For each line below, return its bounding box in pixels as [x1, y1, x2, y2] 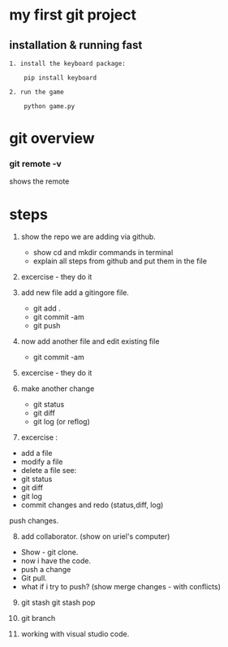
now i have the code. [20, 556, 92, 566]
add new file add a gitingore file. [20, 288, 129, 297]
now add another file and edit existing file [20, 337, 160, 346]
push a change [20, 565, 71, 575]
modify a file [20, 457, 63, 467]
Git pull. [20, 573, 47, 583]
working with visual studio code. [20, 629, 130, 639]
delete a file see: [20, 466, 77, 475]
